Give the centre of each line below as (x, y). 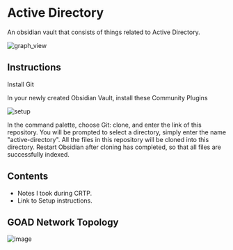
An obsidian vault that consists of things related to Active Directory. (104, 32)
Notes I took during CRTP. (55, 193)
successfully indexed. (38, 154)
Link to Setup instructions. (55, 201)
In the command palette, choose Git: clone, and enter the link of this (104, 125)
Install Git (21, 84)
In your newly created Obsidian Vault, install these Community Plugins (107, 97)
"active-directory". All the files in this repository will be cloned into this (108, 139)
